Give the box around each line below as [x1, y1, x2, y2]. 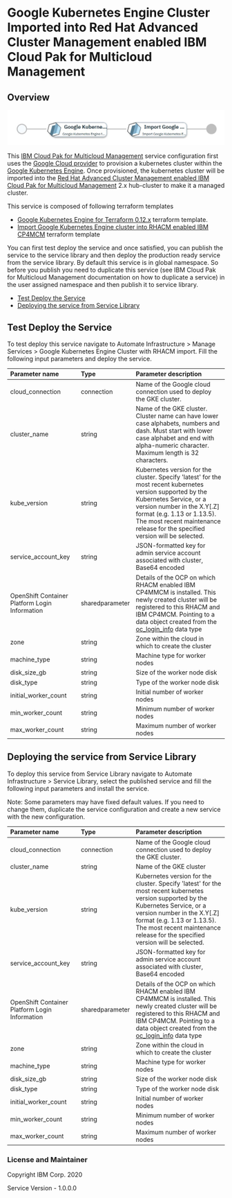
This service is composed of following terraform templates [7, 202, 174, 211]
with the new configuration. [7, 813, 86, 821]
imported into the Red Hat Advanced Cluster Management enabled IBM [7, 174, 209, 182]
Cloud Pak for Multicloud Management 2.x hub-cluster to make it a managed [7, 182, 225, 190]
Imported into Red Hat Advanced [7, 19, 199, 35]
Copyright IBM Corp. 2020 [7, 1170, 83, 1179]
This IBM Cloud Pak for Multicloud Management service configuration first [7, 152, 219, 160]
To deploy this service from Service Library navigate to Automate [7, 770, 193, 778]
